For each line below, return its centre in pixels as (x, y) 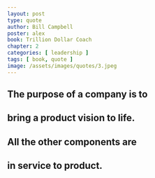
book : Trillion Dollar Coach (50, 40)
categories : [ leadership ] (48, 53)
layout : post (26, 14)
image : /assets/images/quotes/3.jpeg (62, 66)
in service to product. (55, 166)
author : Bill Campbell (40, 27)
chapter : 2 (23, 46)
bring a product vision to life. (71, 118)
